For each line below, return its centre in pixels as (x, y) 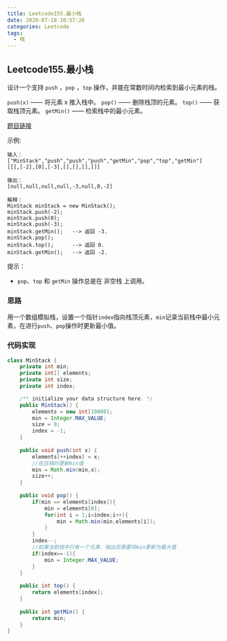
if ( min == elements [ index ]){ (74, 502)
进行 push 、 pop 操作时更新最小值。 (73, 326)
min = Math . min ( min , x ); (66, 469)
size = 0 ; (46, 424)
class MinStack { (32, 360)
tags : (15, 33)
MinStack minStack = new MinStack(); (62, 206)
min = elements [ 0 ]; (72, 508)
